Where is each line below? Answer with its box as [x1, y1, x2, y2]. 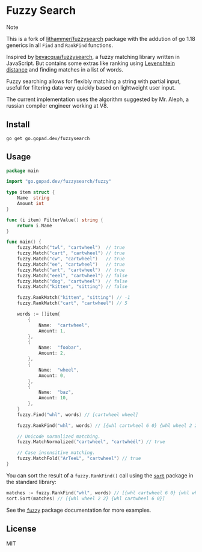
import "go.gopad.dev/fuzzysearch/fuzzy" [6, 179, 112, 185]
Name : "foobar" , [38, 345, 82, 351]
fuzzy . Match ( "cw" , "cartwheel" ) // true [17, 256, 125, 262]
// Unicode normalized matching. [17, 434, 101, 440]
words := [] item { [17, 311, 61, 317]
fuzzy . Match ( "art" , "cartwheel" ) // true [17, 267, 125, 273]
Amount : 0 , [38, 372, 66, 379]
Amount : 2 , [38, 350, 66, 357]
